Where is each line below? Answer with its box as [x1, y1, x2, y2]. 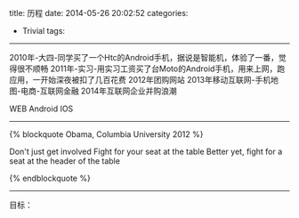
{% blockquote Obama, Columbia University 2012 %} [9, 129, 204, 140]
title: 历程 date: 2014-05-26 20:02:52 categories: [9, 8, 189, 18]
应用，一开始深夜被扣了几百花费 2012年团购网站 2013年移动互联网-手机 [9, 75, 271, 85]
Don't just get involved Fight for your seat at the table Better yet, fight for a [9, 146, 283, 157]
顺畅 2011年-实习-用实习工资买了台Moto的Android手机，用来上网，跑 [32, 63, 286, 74]
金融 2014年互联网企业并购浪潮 [62, 85, 177, 96]
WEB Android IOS [9, 103, 74, 114]
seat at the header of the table [9, 156, 120, 166]
